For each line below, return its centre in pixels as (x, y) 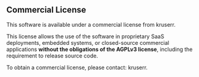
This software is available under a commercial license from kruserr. (91, 24)
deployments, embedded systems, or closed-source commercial (88, 42)
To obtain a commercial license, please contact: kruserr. (77, 67)
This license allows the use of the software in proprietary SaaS (85, 36)
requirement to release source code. (52, 55)
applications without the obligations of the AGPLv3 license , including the (99, 49)
